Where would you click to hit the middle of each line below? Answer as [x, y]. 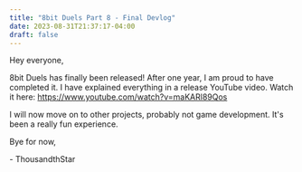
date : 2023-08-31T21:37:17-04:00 [72, 26]
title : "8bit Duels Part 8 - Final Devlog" [93, 18]
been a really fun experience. [64, 124]
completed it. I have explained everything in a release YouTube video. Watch [151, 88]
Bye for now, [33, 142]
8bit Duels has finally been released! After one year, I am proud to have [142, 78]
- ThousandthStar [42, 159]
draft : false [34, 34]
